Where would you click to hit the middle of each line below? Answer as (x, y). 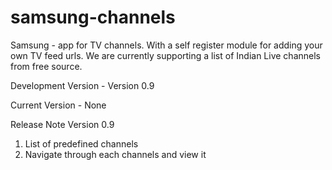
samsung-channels (93, 17)
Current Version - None (58, 105)
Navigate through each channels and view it (115, 154)
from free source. (46, 66)
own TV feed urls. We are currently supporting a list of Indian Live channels (165, 55)
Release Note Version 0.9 (62, 124)
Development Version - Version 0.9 (82, 85)
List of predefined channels (81, 143)
